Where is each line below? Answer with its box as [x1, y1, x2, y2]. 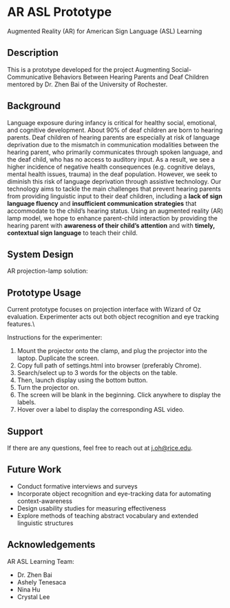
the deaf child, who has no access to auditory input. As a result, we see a [7, 155, 215, 163]
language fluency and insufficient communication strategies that [7, 199, 197, 207]
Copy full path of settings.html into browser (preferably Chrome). [17, 361, 202, 370]
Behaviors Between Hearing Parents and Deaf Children [52, 73, 209, 81]
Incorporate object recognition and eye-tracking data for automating [17, 489, 211, 497]
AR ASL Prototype [7, 4, 112, 20]
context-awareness [17, 497, 73, 505]
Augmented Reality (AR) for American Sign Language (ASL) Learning [7, 27, 202, 35]
